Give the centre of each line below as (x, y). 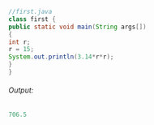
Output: (21, 90)
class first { (32, 19)
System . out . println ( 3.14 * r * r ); (61, 57)
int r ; (19, 42)
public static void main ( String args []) (78, 27)
